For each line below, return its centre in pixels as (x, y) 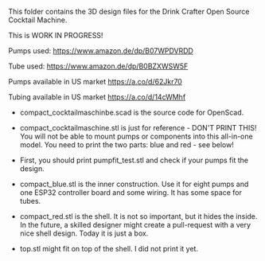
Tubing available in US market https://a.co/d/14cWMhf (97, 97)
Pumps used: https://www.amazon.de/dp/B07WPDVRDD (101, 51)
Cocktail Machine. (38, 20)
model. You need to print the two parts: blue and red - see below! (127, 145)
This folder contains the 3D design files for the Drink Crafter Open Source (129, 12)
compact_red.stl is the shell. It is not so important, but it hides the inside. (138, 216)
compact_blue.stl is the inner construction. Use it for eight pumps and (134, 184)
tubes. (30, 201)
